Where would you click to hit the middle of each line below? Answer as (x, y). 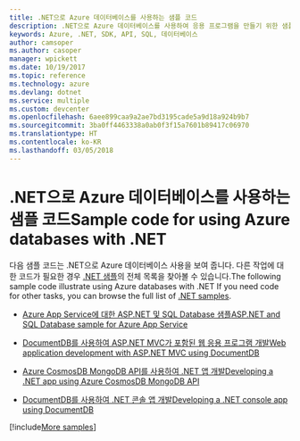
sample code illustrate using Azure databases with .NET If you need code (144, 286)
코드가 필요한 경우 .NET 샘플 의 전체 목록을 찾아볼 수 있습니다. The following (150, 276)
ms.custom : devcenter (50, 109)
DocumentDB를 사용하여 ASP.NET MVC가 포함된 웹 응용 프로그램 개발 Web (154, 342)
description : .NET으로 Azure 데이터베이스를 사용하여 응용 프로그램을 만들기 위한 (144, 26)
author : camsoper (42, 42)
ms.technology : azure (50, 84)
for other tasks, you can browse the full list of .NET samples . (121, 295)
